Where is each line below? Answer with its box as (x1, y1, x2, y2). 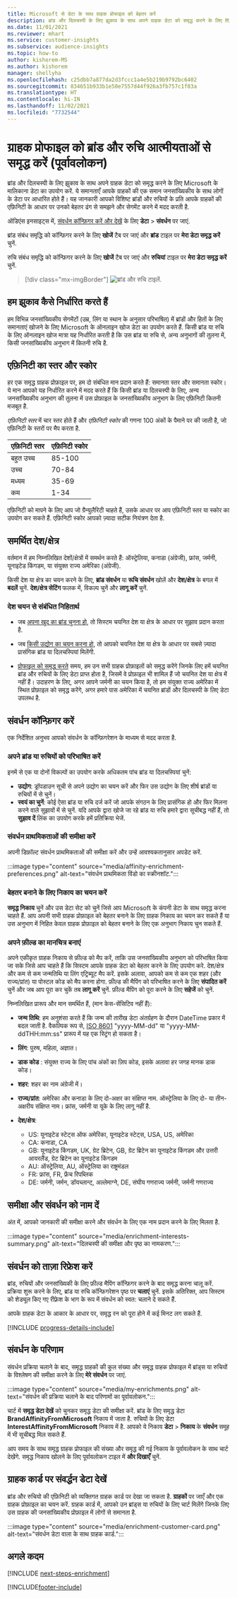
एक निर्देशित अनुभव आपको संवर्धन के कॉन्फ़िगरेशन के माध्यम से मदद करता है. (7, 733, 176, 742)
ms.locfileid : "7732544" (7, 109, 80, 116)
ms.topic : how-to (7, 50, 59, 57)
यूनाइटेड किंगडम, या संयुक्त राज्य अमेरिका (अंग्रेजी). (7, 561, 121, 570)
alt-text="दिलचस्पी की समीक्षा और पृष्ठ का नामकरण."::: (51, 1240, 181, 1248)
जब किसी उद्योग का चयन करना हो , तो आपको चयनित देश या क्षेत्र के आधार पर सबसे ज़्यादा (17, 640, 217, 648)
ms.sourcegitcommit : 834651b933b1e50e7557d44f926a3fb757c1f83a (7, 83, 197, 90)
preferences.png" (7, 869, 59, 877)
